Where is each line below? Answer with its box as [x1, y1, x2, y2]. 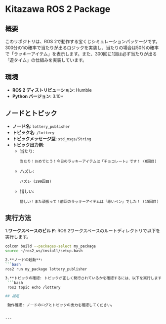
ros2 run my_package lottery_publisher [5, 267, 87, 271]
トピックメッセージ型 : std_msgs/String [12, 135, 91, 142]
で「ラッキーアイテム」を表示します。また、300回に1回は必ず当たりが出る [5, 51, 157, 56]
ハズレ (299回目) [19, 179, 52, 184]
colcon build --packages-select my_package [5, 244, 96, 249]
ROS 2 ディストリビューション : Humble [12, 87, 92, 93]
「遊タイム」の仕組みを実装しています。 [5, 57, 87, 63]
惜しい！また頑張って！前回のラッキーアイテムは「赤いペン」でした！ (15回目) [19, 199, 159, 204]
